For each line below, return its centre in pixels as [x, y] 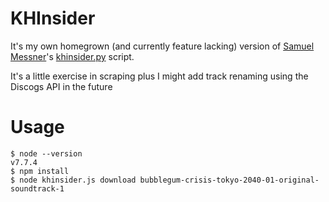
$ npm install [40, 171]
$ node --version [46, 153]
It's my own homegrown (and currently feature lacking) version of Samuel [162, 46]
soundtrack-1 [37, 188]
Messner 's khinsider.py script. [72, 56]
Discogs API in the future [61, 86]
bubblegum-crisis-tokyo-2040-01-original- [229, 180]
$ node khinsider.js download [73, 180]
